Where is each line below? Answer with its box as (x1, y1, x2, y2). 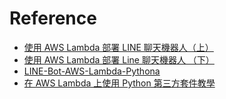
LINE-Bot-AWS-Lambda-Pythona (23, 65, 161, 77)
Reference (9, 7, 97, 30)
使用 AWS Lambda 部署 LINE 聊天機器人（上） (23, 41, 214, 53)
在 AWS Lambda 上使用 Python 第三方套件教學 (23, 77, 216, 89)
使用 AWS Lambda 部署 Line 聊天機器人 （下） (23, 53, 215, 66)
